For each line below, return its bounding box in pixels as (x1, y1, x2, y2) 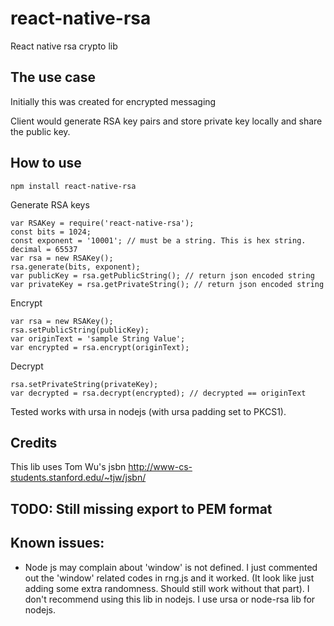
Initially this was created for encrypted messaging (10, 95, 217, 107)
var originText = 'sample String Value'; (10, 333, 186, 344)
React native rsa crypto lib (10, 40, 118, 52)
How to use (10, 155, 82, 172)
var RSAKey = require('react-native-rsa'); (10, 218, 195, 228)
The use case (10, 69, 96, 86)
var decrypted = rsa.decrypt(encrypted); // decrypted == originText (10, 388, 307, 398)
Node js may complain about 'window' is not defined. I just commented (24, 561, 318, 573)
